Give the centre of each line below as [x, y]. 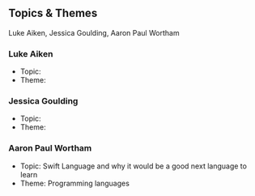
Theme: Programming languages [74, 183]
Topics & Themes [53, 13]
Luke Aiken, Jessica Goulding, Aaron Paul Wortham [94, 32]
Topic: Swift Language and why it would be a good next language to [133, 166]
